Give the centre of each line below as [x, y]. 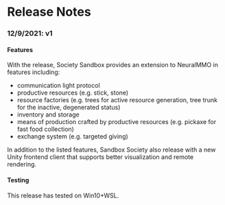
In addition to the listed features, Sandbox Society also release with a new [111, 150]
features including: [34, 72]
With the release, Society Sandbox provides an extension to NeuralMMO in [113, 65]
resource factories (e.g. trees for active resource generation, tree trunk [117, 100]
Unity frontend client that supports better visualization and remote [100, 157]
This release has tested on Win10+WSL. [63, 195]
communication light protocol [59, 86]
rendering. [22, 165]
